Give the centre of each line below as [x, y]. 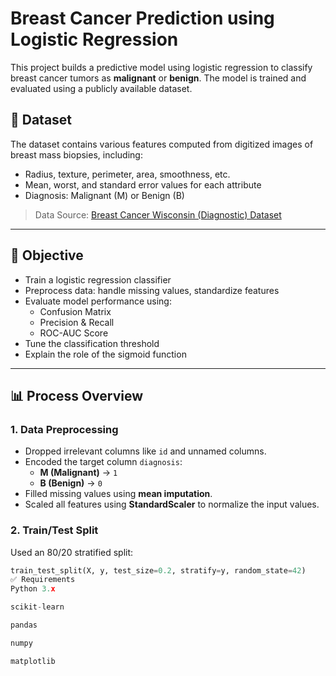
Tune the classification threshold [92, 343]
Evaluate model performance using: [98, 301]
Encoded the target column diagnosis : [103, 462]
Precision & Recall [77, 322]
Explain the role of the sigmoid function [105, 354]
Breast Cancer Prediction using [142, 18]
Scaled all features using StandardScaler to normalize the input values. [172, 504]
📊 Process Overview [77, 395]
